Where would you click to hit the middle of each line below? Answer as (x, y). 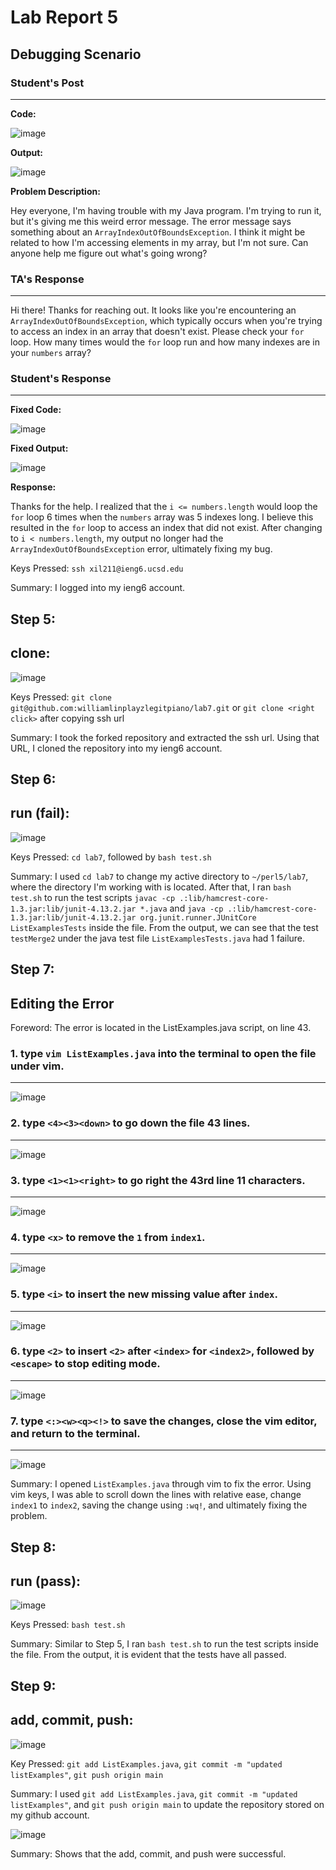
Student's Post (47, 83)
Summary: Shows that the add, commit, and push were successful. (148, 1853)
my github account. (50, 1815)
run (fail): (40, 813)
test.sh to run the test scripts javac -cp (93, 897)
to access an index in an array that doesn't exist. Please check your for (157, 332)
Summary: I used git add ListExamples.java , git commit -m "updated (154, 1793)
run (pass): (46, 1581)
